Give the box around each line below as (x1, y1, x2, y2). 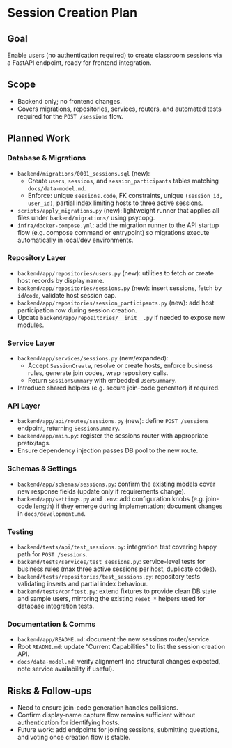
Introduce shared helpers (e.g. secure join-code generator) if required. (17, 383, 221, 392)
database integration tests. (17, 602, 95, 610)
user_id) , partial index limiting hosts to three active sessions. (27, 199, 203, 207)
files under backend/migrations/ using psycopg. (17, 213, 155, 222)
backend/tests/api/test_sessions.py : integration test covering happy (17, 542, 217, 551)
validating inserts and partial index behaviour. (17, 579, 148, 588)
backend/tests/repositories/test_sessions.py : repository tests (17, 572, 201, 580)
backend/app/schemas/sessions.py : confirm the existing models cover (17, 480, 216, 488)
